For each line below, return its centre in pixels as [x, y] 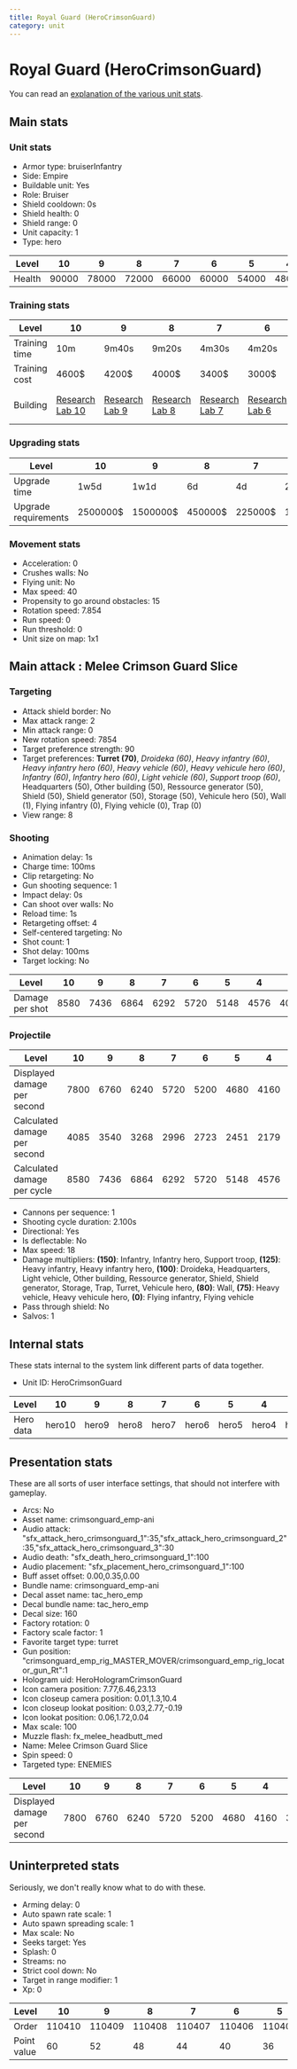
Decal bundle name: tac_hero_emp [85, 1604]
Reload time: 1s [49, 913]
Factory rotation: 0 [56, 1623]
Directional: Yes [50, 1231]
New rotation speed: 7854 [69, 739]
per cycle [33, 1191]
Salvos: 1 [38, 1316]
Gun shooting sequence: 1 [69, 885]
